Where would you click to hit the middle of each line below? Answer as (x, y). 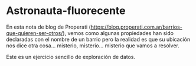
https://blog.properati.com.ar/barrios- (137, 27)
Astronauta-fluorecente (66, 11)
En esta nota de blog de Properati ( (49, 27)
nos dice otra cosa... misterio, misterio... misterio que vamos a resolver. (93, 46)
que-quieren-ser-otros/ (35, 33)
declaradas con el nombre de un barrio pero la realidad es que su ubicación (98, 39)
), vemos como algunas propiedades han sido (118, 33)
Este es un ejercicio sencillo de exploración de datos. (71, 57)
